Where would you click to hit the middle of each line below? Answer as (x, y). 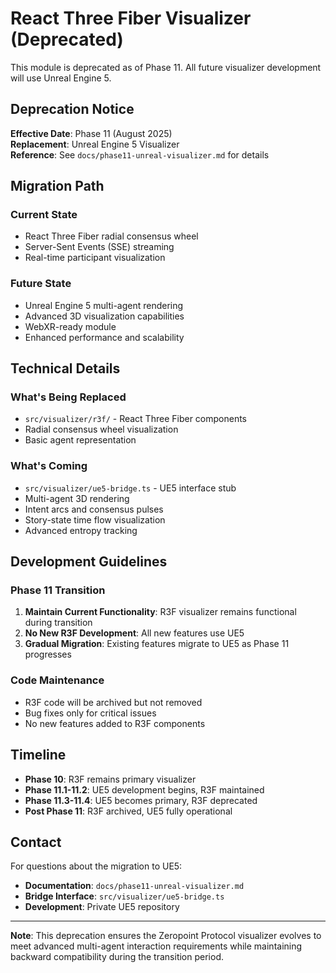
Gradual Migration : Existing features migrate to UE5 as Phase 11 (157, 644)
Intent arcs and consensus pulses (94, 509)
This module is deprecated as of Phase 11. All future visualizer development (166, 67)
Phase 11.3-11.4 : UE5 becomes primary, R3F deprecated (141, 800)
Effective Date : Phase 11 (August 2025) (91, 133)
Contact (36, 842)
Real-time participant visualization (95, 258)
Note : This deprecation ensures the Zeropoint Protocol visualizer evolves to (166, 936)
